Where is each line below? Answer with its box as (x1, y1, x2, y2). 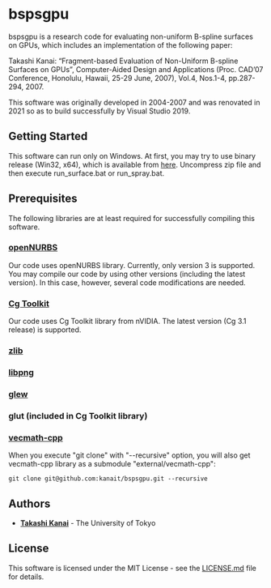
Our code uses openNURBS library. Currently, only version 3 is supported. (8, 260, 256, 270)
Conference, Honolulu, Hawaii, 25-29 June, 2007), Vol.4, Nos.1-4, (8, 73, 227, 83)
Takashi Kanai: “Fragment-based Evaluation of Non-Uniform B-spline (8, 56, 239, 66)
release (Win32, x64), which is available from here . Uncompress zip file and (8, 160, 261, 169)
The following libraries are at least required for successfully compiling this (8, 213, 255, 223)
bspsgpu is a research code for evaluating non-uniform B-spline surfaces (8, 32, 253, 41)
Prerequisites (8, 192, 78, 206)
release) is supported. (8, 325, 82, 334)
